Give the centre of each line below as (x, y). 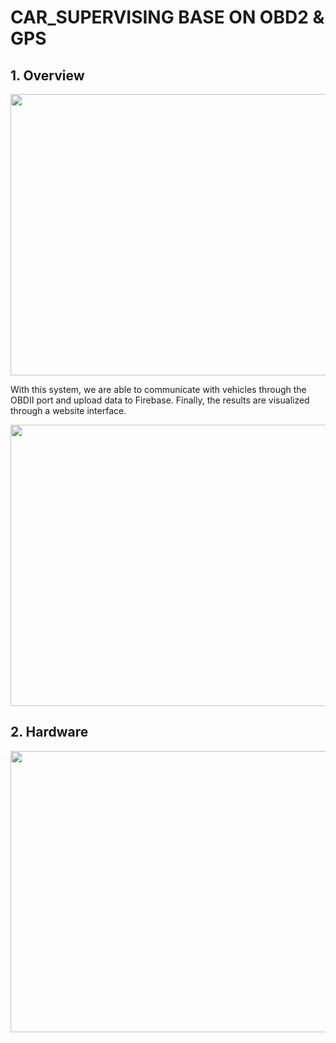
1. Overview (47, 75)
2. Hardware (49, 732)
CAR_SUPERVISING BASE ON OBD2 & (167, 17)
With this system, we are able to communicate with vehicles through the (158, 389)
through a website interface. (68, 410)
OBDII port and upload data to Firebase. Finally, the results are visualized (160, 400)
